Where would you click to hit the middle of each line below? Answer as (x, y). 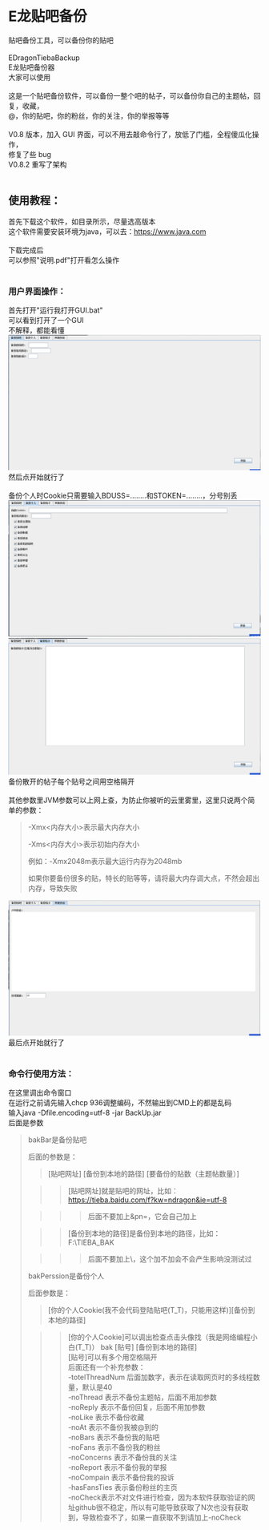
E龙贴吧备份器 (32, 67)
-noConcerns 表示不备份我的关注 (122, 1457)
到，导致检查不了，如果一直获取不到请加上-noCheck (155, 1518)
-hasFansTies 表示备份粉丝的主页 (122, 1488)
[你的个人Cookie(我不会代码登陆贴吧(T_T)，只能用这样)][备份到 (151, 1310)
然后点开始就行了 (36, 477)
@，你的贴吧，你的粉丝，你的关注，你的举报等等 (89, 115)
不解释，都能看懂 (36, 330)
